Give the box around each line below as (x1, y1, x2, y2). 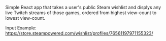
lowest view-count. (5, 15, 46, 21)
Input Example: (5, 25, 37, 31)
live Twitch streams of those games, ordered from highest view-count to (5, 10, 157, 16)
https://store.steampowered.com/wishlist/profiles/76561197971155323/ (5, 30, 153, 36)
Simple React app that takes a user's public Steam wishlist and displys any (5, 5, 161, 10)
